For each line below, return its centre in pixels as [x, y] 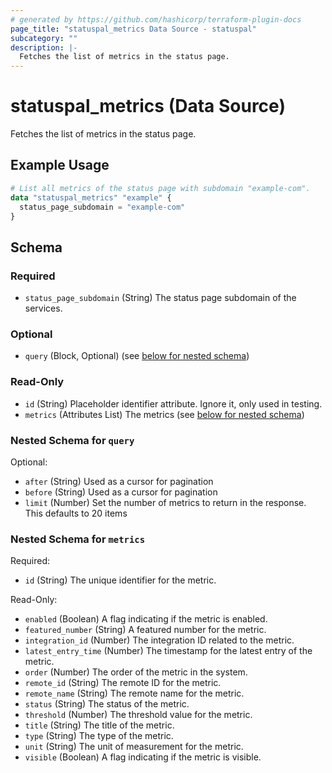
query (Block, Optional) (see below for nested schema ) [137, 356]
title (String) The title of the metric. [99, 725]
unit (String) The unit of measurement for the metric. [134, 747]
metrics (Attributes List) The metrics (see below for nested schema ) [164, 414]
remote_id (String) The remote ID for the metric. [123, 683]
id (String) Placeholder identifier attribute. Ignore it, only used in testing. [173, 403]
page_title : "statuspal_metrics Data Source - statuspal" [133, 29]
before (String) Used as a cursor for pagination [121, 492]
